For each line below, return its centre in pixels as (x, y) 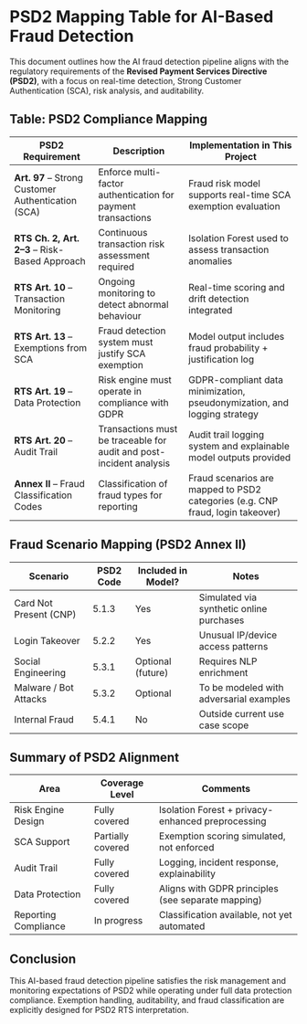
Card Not (33, 603)
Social (27, 661)
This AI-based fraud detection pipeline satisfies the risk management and (148, 981)
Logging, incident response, (218, 862)
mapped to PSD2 (225, 489)
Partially (112, 836)
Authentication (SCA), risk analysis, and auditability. (106, 90)
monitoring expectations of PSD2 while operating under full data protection (151, 991)
